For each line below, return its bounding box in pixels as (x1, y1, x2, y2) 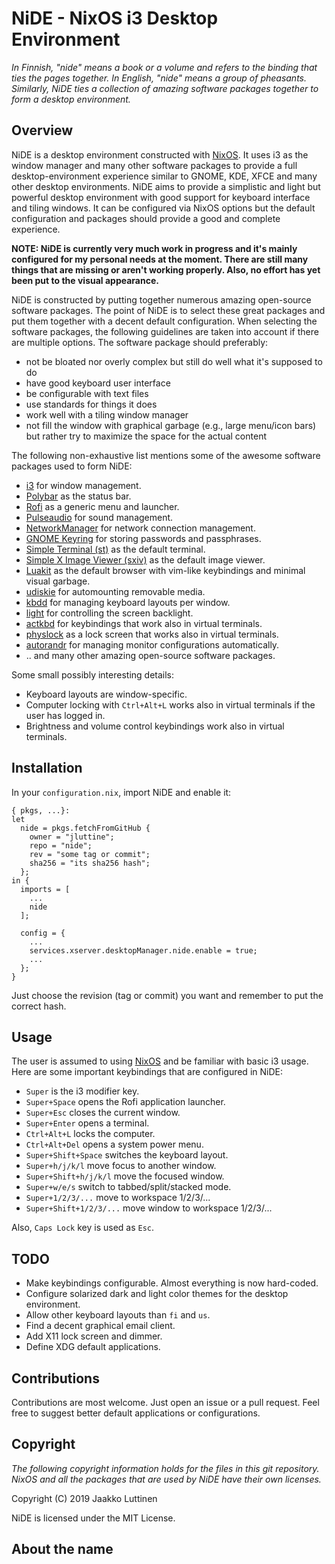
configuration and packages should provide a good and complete (11, 212, 281, 224)
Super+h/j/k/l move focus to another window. (25, 1160, 217, 1172)
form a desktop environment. (11, 93, 131, 105)
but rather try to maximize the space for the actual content (25, 430, 267, 442)
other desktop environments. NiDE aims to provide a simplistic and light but (11, 180, 321, 192)
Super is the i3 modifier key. (25, 1085, 140, 1097)
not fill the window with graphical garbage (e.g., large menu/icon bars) (25, 419, 317, 431)
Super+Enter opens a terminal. (25, 1117, 150, 1129)
